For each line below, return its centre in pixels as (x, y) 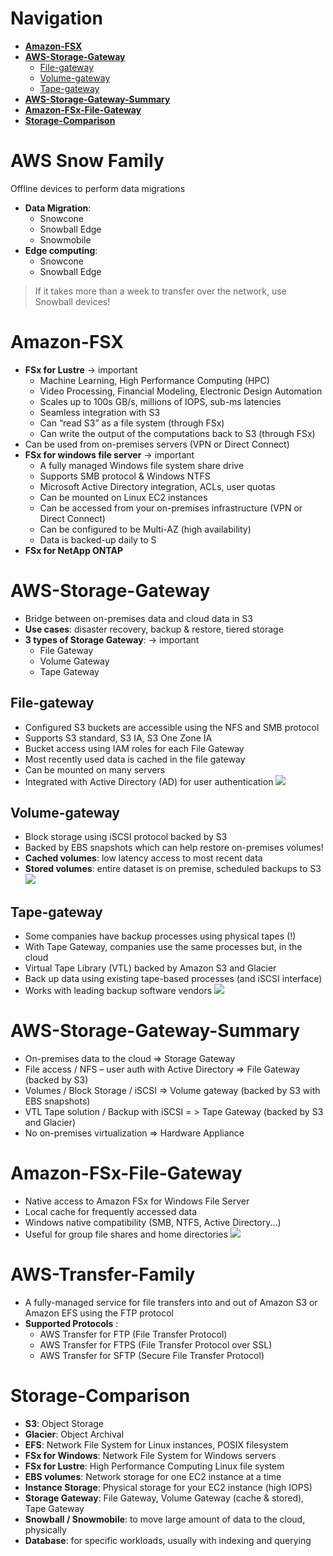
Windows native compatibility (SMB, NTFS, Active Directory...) (153, 1223)
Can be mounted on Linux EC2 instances (123, 497)
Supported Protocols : (71, 1323)
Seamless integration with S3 (100, 412)
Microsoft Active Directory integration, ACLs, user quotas (157, 486)
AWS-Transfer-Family (103, 1274)
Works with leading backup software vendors (118, 991)
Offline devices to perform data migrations (98, 188)
